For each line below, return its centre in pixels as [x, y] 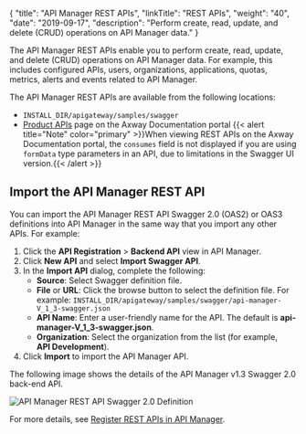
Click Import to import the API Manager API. [106, 356]
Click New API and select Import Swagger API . [111, 260]
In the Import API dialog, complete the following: [114, 270]
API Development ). [73, 346]
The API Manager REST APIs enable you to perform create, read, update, [147, 50]
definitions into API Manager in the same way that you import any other [143, 224]
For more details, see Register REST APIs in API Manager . [117, 418]
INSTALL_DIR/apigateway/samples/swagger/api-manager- [177, 301]
